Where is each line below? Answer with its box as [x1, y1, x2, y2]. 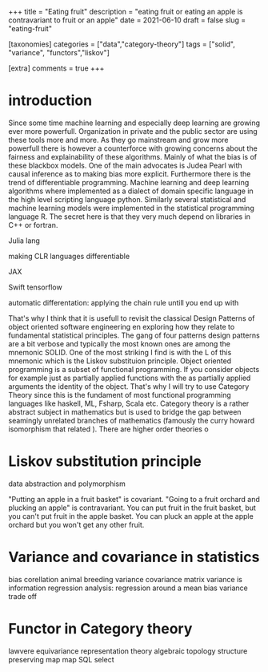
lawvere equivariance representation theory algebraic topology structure [8, 646, 248, 656]
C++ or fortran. [8, 220, 58, 229]
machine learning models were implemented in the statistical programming [8, 203, 254, 213]
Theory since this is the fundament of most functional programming [8, 390, 232, 399]
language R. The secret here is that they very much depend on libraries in [8, 212, 250, 221]
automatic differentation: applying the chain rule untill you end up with [8, 298, 239, 307]
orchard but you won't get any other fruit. [8, 520, 145, 529]
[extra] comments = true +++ [8, 63, 105, 73]
